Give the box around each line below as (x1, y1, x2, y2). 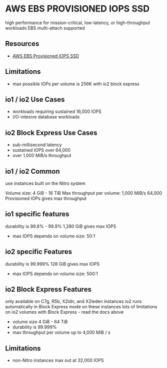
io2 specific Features (5, 248, 72, 256)
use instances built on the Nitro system (5, 180, 86, 186)
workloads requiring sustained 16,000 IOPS (12, 108, 101, 114)
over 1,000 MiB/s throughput (12, 153, 71, 159)
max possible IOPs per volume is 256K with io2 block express (12, 81, 139, 87)
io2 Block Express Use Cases (5, 129, 97, 137)
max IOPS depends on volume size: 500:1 (12, 271, 98, 277)
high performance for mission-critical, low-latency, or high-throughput (5, 20, 150, 26)
